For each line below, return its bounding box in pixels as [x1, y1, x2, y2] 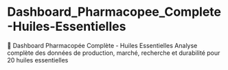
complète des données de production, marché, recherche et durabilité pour [7, 49, 220, 57]
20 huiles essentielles [7, 56, 69, 64]
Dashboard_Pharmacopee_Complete [7, 4, 222, 20]
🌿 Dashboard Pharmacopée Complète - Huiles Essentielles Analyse [7, 41, 198, 49]
